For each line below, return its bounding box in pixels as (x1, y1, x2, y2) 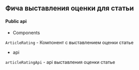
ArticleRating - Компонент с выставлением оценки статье (5, 39, 134, 45)
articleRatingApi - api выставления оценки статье (5, 59, 115, 65)
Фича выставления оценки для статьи (5, 4, 134, 13)
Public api (5, 18, 27, 24)
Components (12, 29, 40, 36)
